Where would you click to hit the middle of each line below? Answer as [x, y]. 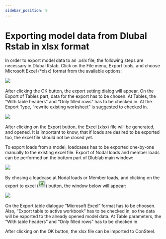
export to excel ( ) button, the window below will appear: [66, 186]
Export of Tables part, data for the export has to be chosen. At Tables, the [81, 96]
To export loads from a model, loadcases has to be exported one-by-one [80, 147]
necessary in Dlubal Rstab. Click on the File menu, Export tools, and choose [83, 65]
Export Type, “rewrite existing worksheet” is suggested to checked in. [77, 107]
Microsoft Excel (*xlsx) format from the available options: [64, 71]
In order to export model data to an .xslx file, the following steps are [74, 60]
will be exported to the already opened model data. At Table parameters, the [83, 216]
